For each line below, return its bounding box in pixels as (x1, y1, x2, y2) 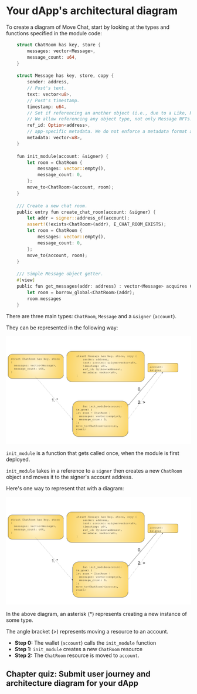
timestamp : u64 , (27, 104, 67, 110)
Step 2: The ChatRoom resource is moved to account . (14, 652, 140, 659)
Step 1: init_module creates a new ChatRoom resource (14, 646, 142, 653)
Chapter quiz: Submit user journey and (6, 669, 151, 679)
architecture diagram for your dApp (6, 678, 139, 688)
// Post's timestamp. (27, 97, 80, 103)
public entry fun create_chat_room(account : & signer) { (16, 209, 157, 215)
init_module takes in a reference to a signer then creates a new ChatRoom (6, 467, 182, 474)
